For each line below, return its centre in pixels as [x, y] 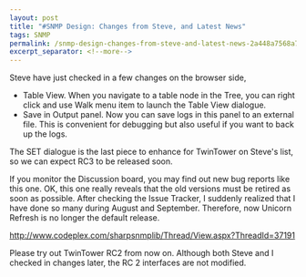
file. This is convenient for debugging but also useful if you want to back [158, 125]
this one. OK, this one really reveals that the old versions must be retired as [150, 189]
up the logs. [45, 134]
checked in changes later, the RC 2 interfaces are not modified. [128, 263]
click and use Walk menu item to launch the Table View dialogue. [144, 105]
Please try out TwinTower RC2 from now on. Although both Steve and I [142, 253]
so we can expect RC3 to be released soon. [91, 161]
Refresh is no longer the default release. [85, 218]
